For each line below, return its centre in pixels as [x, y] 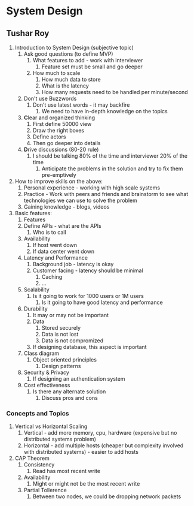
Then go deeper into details [67, 143]
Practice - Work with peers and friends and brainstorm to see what [106, 194]
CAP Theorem [32, 458]
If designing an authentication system [79, 379]
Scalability [36, 290]
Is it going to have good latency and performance [102, 302]
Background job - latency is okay [73, 264]
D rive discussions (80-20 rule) [61, 149]
